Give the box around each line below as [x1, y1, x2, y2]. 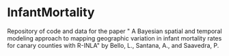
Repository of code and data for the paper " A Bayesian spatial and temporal [7, 27, 222, 35]
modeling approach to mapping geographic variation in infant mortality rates [7, 34, 222, 42]
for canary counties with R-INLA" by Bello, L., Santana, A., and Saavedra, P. [7, 41, 219, 49]
